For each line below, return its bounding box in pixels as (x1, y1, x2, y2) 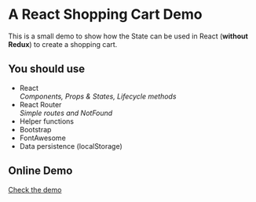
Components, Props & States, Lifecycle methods (19, 92, 177, 101)
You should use (8, 63, 86, 76)
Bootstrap (19, 124, 52, 134)
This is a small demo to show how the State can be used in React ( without (8, 31, 249, 41)
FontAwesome (19, 133, 67, 142)
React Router (19, 99, 62, 109)
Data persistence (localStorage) (19, 141, 123, 150)
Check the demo (8, 185, 62, 194)
